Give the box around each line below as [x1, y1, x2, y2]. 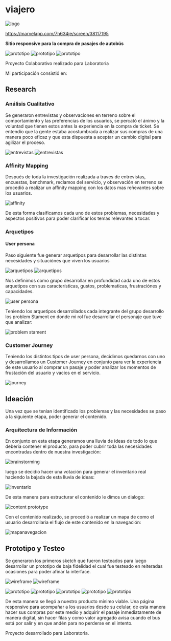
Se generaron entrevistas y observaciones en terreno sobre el [5, 112, 136, 118]
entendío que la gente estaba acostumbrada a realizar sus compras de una [5, 128, 163, 134]
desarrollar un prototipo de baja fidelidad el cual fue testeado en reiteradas [5, 563, 163, 569]
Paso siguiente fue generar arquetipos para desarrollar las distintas [5, 252, 147, 258]
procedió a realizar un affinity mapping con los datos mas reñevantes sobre [5, 184, 164, 191]
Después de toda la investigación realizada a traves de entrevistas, [5, 173, 146, 180]
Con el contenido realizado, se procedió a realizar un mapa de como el [5, 514, 154, 520]
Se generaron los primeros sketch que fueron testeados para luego [5, 557, 146, 564]
